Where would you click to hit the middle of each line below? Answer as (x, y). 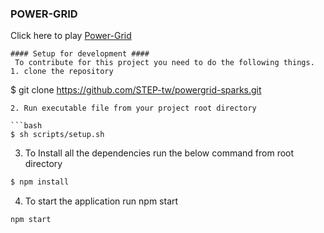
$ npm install (40, 182)
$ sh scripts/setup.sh (57, 135)
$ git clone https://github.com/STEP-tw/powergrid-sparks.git (136, 90)
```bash (26, 126)
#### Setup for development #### (80, 54)
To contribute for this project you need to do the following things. (164, 63)
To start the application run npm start (101, 201)
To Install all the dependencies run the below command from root (159, 153)
